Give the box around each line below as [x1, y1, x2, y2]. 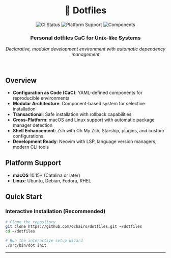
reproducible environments [12, 95, 70, 101]
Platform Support [5, 158, 61, 168]
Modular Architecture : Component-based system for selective [12, 101, 145, 107]
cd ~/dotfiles [5, 229, 36, 234]
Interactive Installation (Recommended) [5, 208, 106, 215]
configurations [12, 133, 44, 139]
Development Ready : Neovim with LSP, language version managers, [12, 138, 157, 145]
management [71, 51, 100, 58]
